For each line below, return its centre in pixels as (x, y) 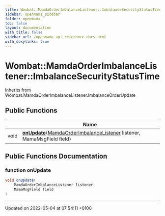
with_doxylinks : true (27, 42)
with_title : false (24, 32)
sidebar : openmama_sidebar (33, 14)
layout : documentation (28, 28)
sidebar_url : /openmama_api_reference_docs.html (56, 37)
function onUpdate (28, 170)
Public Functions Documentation (56, 156)
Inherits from (18, 90)
